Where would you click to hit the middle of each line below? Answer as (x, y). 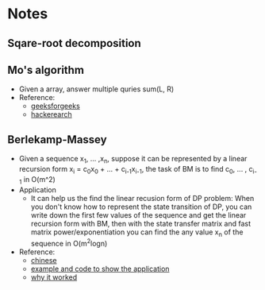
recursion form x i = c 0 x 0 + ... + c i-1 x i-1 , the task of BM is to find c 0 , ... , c (136, 170)
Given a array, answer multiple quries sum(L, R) (96, 89)
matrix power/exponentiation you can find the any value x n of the (137, 233)
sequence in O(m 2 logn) (69, 243)
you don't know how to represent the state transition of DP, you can (141, 207)
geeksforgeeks (55, 106)
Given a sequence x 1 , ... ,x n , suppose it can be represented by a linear (133, 160)
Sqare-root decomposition (75, 43)
